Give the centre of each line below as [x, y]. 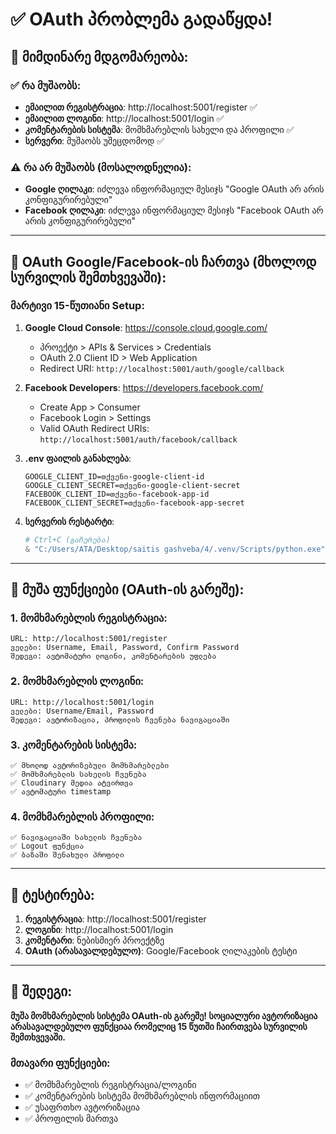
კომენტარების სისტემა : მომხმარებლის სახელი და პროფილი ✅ [159, 129]
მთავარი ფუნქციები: [60, 1063]
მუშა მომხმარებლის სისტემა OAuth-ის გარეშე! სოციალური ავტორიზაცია [164, 1015]
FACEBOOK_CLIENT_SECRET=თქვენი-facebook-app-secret [134, 503]
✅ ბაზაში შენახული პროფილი [67, 855]
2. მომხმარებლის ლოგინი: [77, 681]
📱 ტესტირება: [52, 894]
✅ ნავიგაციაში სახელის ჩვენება [76, 838]
